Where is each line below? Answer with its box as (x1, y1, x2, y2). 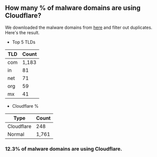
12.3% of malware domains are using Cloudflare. (5, 145, 122, 152)
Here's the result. (5, 29, 40, 36)
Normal (7, 131, 24, 137)
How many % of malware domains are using (5, 4, 141, 12)
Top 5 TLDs (12, 39, 35, 45)
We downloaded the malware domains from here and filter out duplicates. (5, 24, 153, 30)
